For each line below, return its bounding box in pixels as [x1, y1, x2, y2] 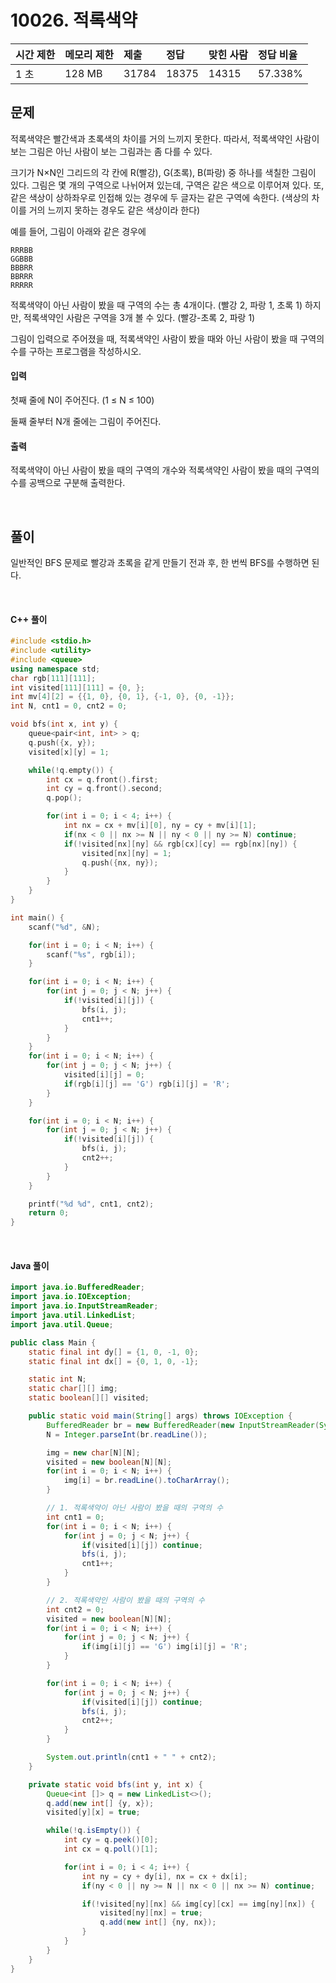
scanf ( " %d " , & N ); [28, 922, 101, 932]
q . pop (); [46, 793, 83, 803]
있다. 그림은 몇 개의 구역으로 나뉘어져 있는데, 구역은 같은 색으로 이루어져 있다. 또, [10, 179, 325, 191]
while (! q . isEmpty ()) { [46, 1826, 141, 1836]
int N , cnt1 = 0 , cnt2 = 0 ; [10, 701, 128, 711]
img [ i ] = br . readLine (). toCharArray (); [63, 1476, 230, 1486]
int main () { [10, 912, 65, 923]
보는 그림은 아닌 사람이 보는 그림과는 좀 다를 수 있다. [10, 145, 213, 157]
